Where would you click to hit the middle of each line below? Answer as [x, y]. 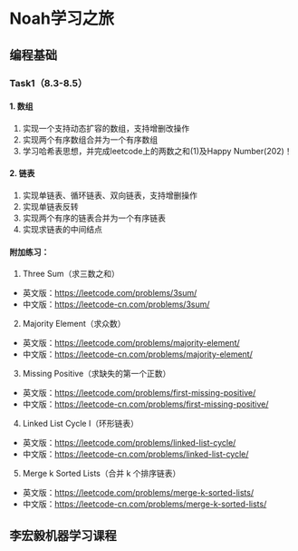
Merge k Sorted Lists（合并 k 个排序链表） [101, 474]
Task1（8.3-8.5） [48, 83]
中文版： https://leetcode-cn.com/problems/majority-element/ [138, 354]
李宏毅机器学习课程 [63, 535]
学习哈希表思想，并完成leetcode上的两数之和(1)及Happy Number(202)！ [157, 151]
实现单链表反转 [50, 206]
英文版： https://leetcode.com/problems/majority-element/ [131, 343]
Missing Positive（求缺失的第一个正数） [96, 374]
